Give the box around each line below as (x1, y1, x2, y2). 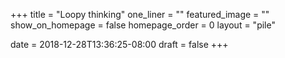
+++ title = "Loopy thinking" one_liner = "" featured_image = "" (10, 9, 270, 20)
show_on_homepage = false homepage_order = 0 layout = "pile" (10, 19, 276, 31)
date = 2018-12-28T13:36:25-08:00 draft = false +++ (10, 39, 229, 50)
